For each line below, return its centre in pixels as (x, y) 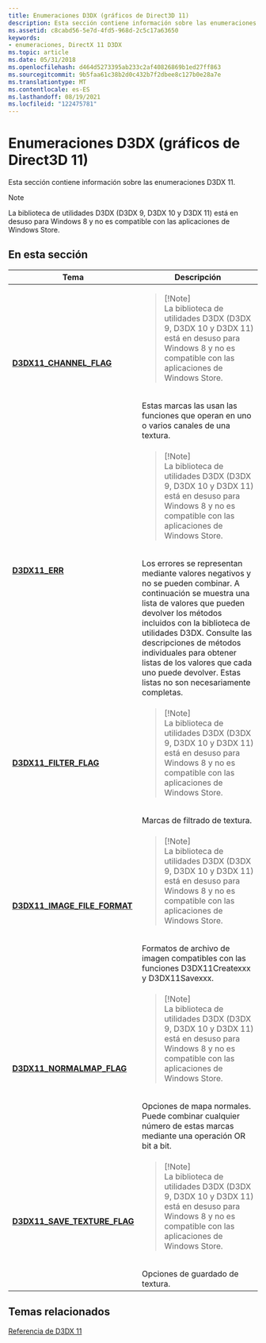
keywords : (25, 38)
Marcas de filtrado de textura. (197, 820)
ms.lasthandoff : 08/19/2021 (55, 97)
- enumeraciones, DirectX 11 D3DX (65, 45)
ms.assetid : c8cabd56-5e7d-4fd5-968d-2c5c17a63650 (93, 30)
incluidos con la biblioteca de (196, 622)
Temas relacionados (59, 1312)
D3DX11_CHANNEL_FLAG (62, 363)
